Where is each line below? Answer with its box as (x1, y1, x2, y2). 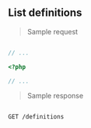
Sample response (26, 91, 84, 101)
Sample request (26, 27, 79, 36)
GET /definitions (8, 113, 65, 121)
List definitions (8, 6, 82, 20)
